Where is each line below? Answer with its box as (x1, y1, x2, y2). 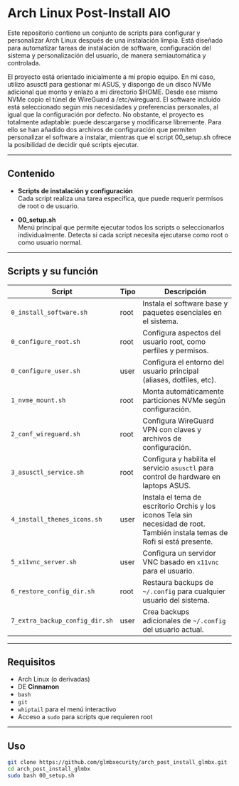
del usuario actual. (142, 624, 204, 634)
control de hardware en (142, 471, 221, 481)
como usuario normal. (17, 238, 83, 247)
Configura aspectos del (142, 328, 221, 338)
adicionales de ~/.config (142, 615, 226, 625)
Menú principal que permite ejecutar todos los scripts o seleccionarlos (17, 222, 225, 232)
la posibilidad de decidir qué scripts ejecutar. (7, 140, 139, 149)
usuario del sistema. (142, 595, 210, 605)
